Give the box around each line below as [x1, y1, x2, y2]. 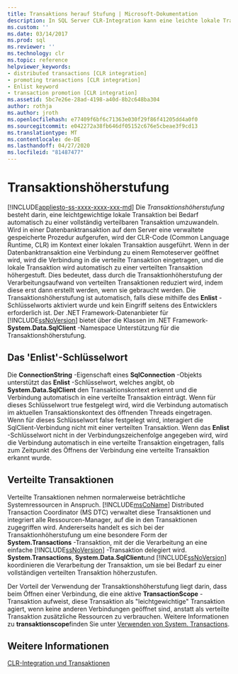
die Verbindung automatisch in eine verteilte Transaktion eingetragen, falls [7, 438, 225, 447]
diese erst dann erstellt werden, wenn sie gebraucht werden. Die [7, 285, 196, 294]
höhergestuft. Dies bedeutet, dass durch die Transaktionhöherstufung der [7, 270, 223, 279]
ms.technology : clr [7, 50, 65, 57]
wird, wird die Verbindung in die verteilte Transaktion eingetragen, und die [7, 255, 225, 264]
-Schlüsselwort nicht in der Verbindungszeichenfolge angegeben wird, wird [7, 431, 228, 439]
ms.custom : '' [7, 23, 50, 31]
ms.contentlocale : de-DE [7, 136, 81, 143]
